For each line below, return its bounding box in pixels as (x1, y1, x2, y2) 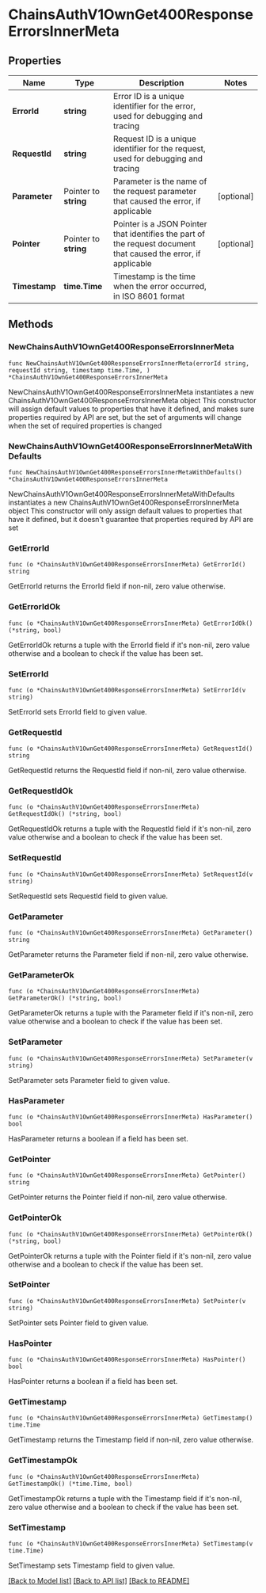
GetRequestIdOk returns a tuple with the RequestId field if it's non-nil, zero (8, 824, 252, 833)
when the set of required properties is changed (8, 421, 162, 430)
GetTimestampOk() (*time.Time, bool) (8, 1480, 133, 1488)
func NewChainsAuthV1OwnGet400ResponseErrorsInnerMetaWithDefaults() (8, 468, 243, 476)
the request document (113, 238, 196, 249)
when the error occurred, (113, 281, 207, 292)
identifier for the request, (113, 143, 206, 154)
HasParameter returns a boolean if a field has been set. (8, 1134, 188, 1143)
